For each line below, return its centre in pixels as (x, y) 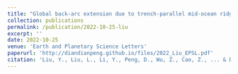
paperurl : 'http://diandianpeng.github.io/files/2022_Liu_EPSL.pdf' (110, 54)
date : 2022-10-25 (33, 40)
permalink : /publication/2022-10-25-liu (68, 27)
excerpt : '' (25, 33)
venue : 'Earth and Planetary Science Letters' (77, 47)
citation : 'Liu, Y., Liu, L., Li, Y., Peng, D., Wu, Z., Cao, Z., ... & (117, 60)
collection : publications (45, 20)
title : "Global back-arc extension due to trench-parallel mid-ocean (112, 14)
